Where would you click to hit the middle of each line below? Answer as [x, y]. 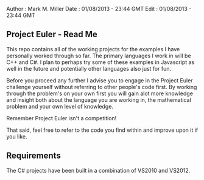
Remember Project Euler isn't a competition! [62, 118]
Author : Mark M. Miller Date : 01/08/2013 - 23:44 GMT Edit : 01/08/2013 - [99, 9]
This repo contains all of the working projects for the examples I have [93, 49]
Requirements [33, 156]
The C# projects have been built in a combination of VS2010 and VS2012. [98, 170]
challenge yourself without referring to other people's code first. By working [102, 87]
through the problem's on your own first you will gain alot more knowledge [100, 93]
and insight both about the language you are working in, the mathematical [99, 99]
